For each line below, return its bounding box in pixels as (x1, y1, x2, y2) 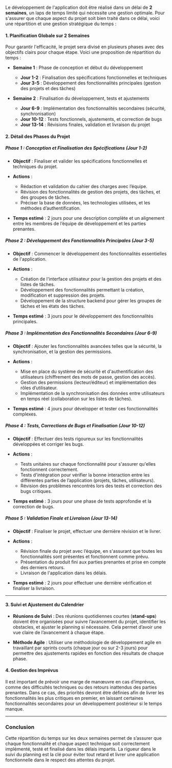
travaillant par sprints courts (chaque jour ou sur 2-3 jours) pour (12, 645, 148, 651)
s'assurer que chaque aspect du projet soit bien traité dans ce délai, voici (5, 15, 160, 21)
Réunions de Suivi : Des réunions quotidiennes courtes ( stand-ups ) (12, 613, 157, 619)
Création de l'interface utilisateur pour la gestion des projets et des (20, 276, 162, 282)
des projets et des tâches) (20, 86, 76, 92)
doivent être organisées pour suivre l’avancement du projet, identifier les (12, 618, 166, 625)
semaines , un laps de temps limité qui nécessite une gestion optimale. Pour (5, 10, 165, 16)
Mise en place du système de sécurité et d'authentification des (20, 368, 154, 375)
